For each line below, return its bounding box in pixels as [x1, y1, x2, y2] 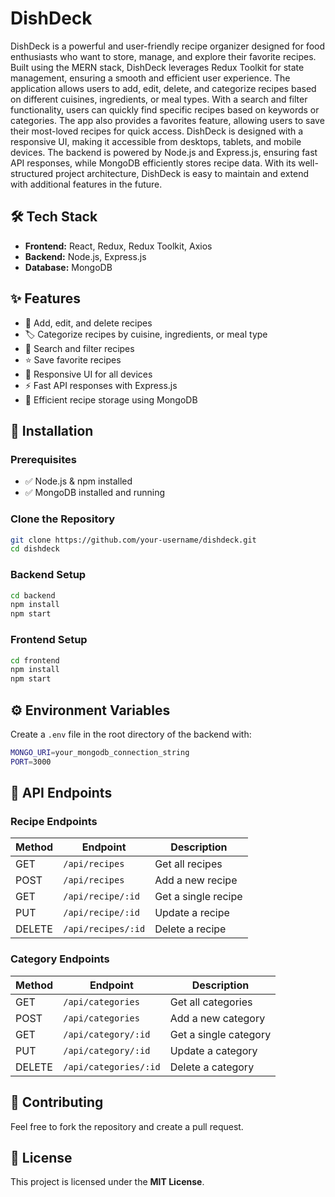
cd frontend [10, 655, 60, 666]
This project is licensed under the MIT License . [10, 1176, 205, 1188]
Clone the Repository [10, 512, 116, 526]
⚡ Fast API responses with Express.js [24, 379, 178, 391]
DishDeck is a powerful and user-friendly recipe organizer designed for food [10, 40, 326, 52]
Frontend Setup [10, 633, 88, 647]
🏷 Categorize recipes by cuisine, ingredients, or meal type [24, 328, 268, 340]
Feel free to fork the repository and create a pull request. [10, 1120, 244, 1132]
